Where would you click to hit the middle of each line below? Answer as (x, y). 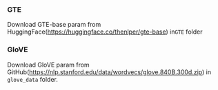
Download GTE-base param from (54, 25)
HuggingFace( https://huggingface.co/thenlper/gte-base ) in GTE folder (105, 32)
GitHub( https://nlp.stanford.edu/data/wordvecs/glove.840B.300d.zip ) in (109, 72)
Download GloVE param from (48, 65)
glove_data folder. (33, 79)
